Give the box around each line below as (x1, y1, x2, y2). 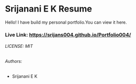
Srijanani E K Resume (5, 3, 92, 14)
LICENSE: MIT (5, 43, 33, 49)
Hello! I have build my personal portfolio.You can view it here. (5, 19, 127, 25)
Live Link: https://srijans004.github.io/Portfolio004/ (5, 31, 132, 38)
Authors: (5, 58, 22, 64)
